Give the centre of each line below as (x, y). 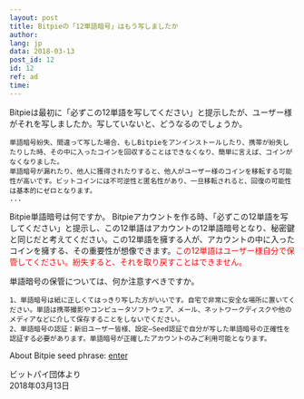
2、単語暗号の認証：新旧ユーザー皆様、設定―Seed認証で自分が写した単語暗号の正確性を (150, 329)
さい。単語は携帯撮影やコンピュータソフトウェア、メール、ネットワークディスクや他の (154, 309)
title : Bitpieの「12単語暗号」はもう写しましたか (94, 26)
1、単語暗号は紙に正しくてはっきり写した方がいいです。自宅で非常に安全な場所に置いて (149, 300)
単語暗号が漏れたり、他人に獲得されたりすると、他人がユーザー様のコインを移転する (144, 171)
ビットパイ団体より (45, 374)
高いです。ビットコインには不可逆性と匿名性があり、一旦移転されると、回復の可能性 (157, 181)
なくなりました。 (37, 161)
